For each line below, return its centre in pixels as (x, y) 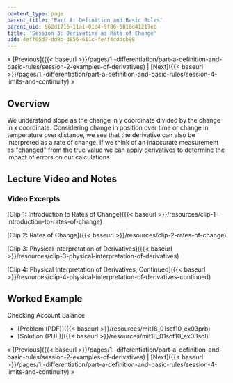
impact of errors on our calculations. (59, 157)
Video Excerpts (34, 199)
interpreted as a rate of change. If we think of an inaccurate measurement (113, 142)
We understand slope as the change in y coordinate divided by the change (114, 120)
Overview (29, 103)
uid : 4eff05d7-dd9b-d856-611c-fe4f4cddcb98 (71, 40)
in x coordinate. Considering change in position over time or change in (108, 127)
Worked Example (45, 299)
